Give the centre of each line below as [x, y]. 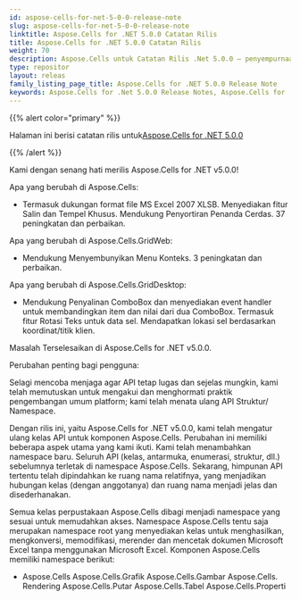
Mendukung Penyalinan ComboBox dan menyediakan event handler [147, 302]
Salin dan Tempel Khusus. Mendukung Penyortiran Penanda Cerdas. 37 [154, 213]
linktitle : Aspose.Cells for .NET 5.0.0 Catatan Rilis [113, 34]
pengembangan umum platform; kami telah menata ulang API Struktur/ [139, 401]
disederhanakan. [40, 494]
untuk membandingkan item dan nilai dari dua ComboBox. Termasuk [148, 311]
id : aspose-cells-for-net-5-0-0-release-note [95, 17]
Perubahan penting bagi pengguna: [75, 365]
